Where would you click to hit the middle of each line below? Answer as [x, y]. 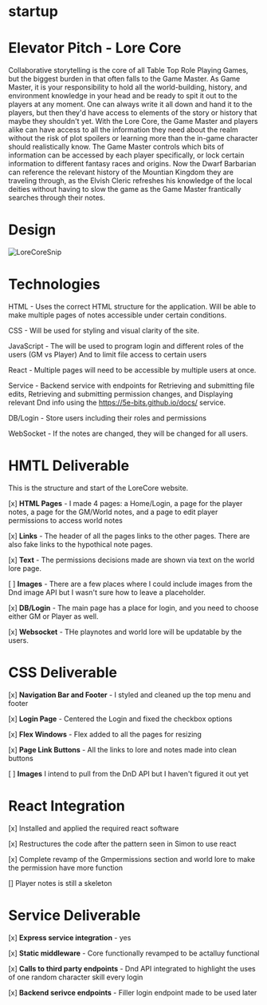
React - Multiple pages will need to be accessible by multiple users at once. [132, 370]
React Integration [67, 806]
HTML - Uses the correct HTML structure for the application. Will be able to [132, 307]
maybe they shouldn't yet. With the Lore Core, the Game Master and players [133, 122]
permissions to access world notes [66, 520]
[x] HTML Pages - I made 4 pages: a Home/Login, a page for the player [126, 503]
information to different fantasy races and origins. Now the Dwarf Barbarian [132, 164]
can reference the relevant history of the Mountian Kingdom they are [121, 172]
